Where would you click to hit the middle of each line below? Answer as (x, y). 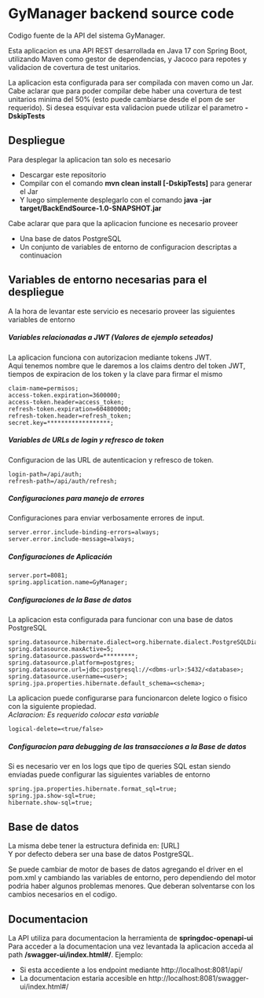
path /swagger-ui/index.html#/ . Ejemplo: (76, 954)
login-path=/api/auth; (45, 474)
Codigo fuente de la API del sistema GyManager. (87, 35)
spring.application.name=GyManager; (68, 583)
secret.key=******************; (61, 422)
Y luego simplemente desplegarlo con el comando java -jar (115, 199)
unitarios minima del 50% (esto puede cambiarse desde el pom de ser (122, 99)
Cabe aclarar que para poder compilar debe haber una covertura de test (125, 90)
